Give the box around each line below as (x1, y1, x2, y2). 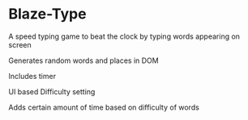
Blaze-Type (8, 5, 87, 23)
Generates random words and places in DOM (8, 56, 160, 65)
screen (8, 39, 32, 49)
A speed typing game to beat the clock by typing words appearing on (8, 31, 241, 41)
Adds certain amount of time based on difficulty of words (8, 102, 200, 112)
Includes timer (8, 71, 57, 81)
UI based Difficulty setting (8, 86, 96, 97)
